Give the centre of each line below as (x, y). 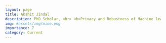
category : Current (24, 33)
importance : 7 (20, 28)
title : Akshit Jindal (27, 14)
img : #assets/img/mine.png (33, 23)
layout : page (19, 10)
